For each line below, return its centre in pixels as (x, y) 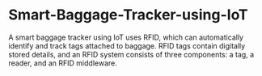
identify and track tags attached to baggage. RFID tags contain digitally (127, 45)
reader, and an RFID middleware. (63, 63)
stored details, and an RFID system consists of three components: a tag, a (131, 54)
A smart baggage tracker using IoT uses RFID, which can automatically (126, 37)
